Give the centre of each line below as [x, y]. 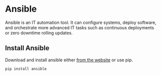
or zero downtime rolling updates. [39, 33]
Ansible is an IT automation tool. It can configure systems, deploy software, [81, 22]
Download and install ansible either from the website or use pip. [69, 60]
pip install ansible [26, 69]
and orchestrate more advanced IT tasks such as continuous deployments [80, 27]
